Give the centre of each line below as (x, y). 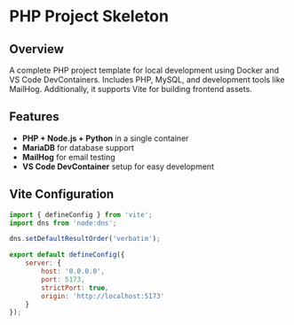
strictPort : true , (75, 288)
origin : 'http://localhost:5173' (103, 296)
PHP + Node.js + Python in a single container (105, 138)
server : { (44, 263)
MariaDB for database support (78, 147)
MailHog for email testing (68, 157)
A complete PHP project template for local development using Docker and (144, 70)
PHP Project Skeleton (89, 16)
